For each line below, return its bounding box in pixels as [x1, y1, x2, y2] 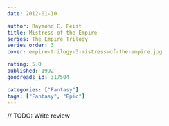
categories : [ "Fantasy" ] [7, 86, 79, 93]
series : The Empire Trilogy [7, 35, 89, 42]
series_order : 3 [7, 42, 54, 49]
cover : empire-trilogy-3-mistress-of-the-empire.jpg [7, 48, 163, 55]
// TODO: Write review [7, 111, 71, 120]
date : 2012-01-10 [7, 10, 57, 17]
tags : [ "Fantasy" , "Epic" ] [7, 93, 85, 100]
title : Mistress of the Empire [7, 29, 98, 36]
